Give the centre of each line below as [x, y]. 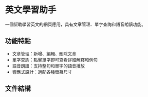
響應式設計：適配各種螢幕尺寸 [42, 72]
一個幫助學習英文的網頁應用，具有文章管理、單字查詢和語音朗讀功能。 [75, 24]
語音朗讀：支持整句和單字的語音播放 [48, 65]
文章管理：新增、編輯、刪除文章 [44, 53]
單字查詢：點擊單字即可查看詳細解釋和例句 [55, 60]
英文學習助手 [31, 10]
